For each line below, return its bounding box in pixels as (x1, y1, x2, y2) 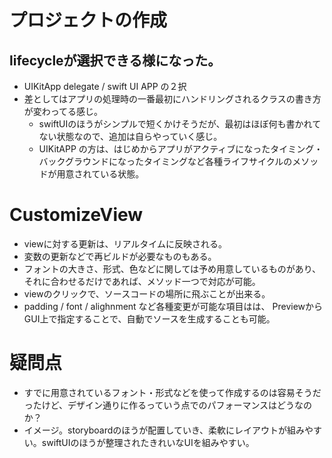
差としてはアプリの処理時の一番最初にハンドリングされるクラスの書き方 (23, 93, 322, 105)
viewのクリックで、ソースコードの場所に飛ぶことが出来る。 (23, 287, 271, 300)
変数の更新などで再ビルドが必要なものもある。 (23, 250, 217, 262)
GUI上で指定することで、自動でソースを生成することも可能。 (23, 312, 276, 325)
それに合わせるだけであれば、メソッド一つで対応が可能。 (23, 275, 261, 287)
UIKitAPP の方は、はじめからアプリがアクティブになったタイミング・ (38, 143, 324, 155)
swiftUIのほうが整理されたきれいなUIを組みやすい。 (41, 436, 255, 448)
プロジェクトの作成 (9, 9, 168, 32)
